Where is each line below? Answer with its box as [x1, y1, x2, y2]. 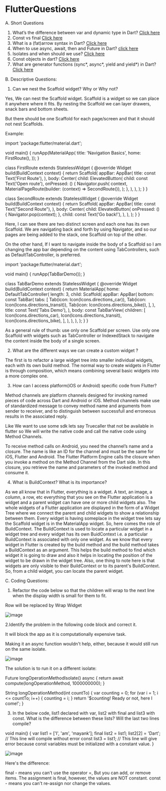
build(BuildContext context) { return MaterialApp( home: [5, 286, 120, 292]
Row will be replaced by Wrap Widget [5, 602, 82, 608]
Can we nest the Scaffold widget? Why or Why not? [12, 86, 118, 91]
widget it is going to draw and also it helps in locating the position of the [5, 552, 153, 558]
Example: [5, 130, 24, 136]
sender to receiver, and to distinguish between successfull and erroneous [5, 408, 156, 414]
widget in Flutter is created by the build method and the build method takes [5, 541, 159, 547]
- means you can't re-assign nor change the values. [5, 780, 111, 786]
